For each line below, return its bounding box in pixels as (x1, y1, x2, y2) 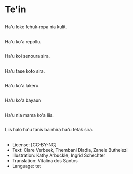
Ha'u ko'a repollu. (5, 38, 41, 44)
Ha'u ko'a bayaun (5, 97, 41, 103)
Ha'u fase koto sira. (5, 67, 45, 74)
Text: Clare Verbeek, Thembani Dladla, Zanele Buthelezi (12, 147, 128, 153)
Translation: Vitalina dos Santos (12, 157, 78, 163)
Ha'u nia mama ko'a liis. (5, 112, 54, 118)
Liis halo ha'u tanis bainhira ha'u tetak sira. (5, 127, 94, 133)
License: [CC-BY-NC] (12, 141, 57, 148)
